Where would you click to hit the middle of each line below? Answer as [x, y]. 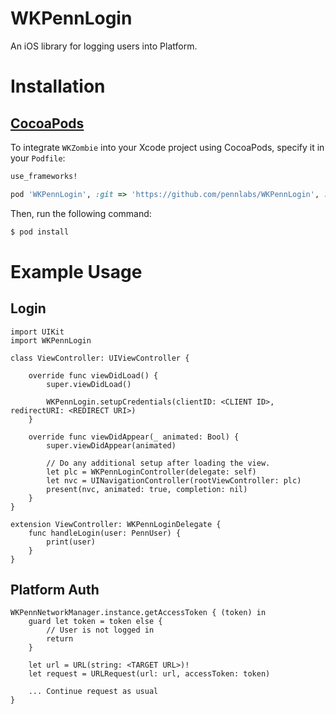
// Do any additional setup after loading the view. [158, 463]
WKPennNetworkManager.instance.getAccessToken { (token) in [138, 613]
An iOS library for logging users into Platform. [104, 46]
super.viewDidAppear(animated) [111, 445]
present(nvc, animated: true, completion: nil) [147, 489]
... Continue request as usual [93, 692]
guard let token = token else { [95, 622]
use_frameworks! [44, 176]
